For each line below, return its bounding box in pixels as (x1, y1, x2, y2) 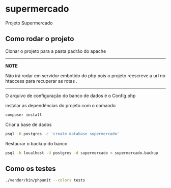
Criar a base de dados (5, 121, 52, 128)
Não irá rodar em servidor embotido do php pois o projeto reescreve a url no (5, 72, 165, 79)
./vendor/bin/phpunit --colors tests (5, 178, 85, 183)
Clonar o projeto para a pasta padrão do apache (5, 48, 106, 54)
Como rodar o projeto (5, 35, 74, 43)
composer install (5, 112, 42, 117)
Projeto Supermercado (5, 20, 53, 26)
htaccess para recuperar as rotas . (5, 78, 78, 84)
